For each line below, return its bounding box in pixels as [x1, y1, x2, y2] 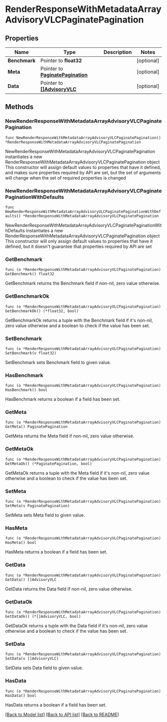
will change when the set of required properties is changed [5, 175, 126, 180]
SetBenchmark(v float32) [5, 351, 57, 356]
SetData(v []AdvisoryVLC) [5, 656, 59, 661]
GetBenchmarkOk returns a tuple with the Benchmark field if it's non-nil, [5, 317, 153, 323]
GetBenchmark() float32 [5, 272, 55, 277]
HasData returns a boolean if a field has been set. [5, 702, 107, 708]
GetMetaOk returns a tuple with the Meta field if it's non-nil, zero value [5, 470, 150, 476]
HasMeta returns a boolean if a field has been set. [5, 549, 108, 555]
